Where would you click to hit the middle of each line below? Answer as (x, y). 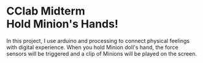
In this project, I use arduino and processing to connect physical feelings (98, 41)
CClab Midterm (46, 11)
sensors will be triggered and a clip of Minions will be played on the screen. (102, 53)
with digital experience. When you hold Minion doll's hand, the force (93, 47)
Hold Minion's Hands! (62, 24)
